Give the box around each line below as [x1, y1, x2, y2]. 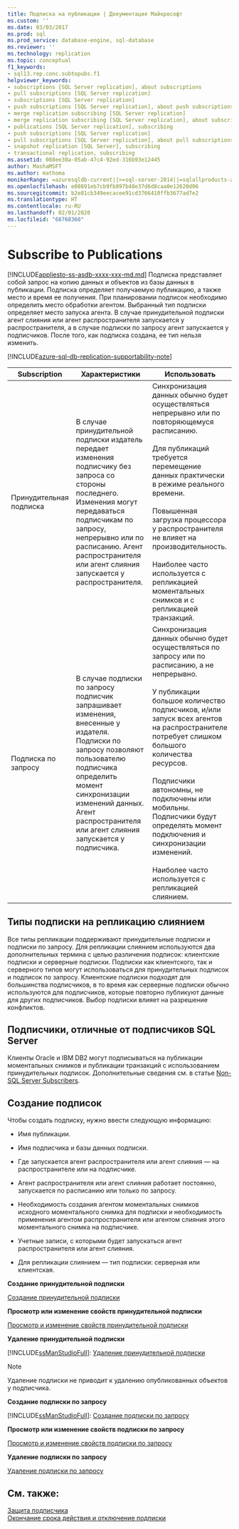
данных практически [152, 470, 225, 480]
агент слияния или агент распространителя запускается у [7, 315, 185, 324]
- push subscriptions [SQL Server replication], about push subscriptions [7, 103, 234, 110]
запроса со [75, 470, 115, 480]
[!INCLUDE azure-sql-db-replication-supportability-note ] [7, 352, 172, 361]
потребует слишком [152, 731, 222, 741]
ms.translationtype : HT [7, 196, 78, 203]
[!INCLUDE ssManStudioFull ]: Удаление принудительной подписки [7, 1349, 206, 1357]
